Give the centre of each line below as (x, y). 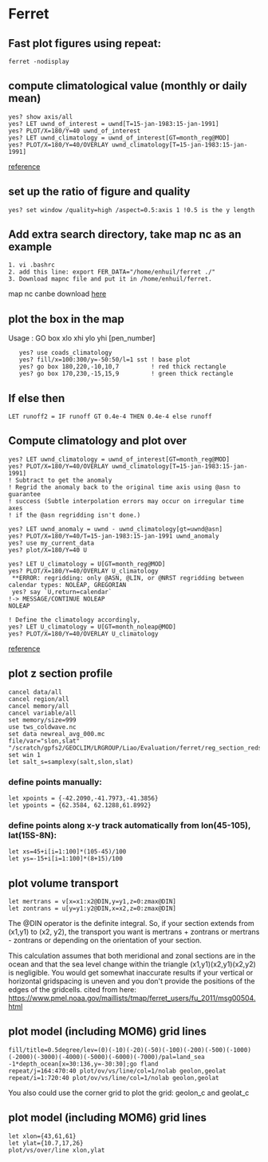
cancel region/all (39, 699)
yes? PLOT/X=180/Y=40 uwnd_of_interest (75, 131)
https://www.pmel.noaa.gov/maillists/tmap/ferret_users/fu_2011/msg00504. (132, 999)
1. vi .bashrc (32, 265)
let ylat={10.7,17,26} (46, 1143)
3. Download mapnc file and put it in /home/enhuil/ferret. (110, 279)
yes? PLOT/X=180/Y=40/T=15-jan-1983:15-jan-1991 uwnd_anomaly (114, 536)
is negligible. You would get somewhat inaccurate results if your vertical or (131, 973)
